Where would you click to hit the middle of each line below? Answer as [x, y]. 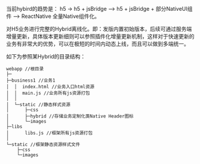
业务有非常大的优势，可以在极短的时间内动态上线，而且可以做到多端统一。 [98, 44]
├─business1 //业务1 [31, 81]
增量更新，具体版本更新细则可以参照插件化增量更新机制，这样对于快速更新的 [100, 36]
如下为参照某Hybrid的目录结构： [46, 56]
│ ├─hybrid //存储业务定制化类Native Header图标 [70, 116]
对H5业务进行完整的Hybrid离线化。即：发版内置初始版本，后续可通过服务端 [99, 29]
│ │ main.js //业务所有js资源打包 [48, 93]
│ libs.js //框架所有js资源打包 [50, 133]
